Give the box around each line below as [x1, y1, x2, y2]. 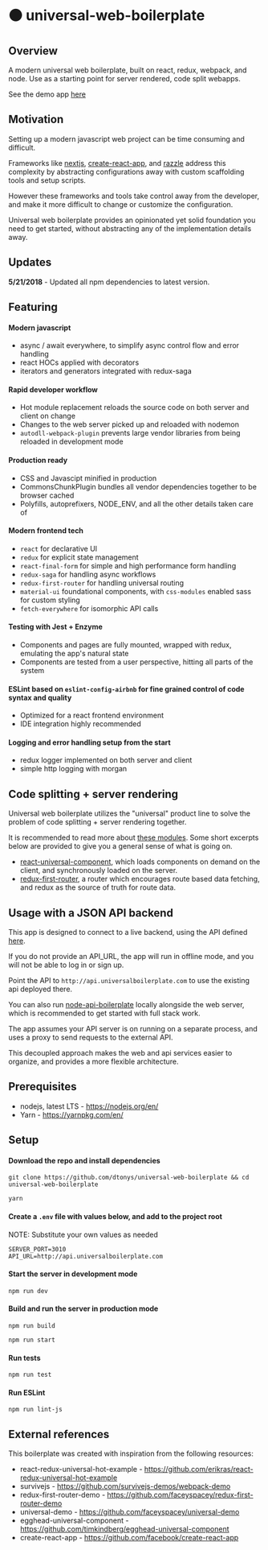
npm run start [8, 1336, 56, 1345]
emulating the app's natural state [19, 649, 129, 659]
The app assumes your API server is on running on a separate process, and [8, 1024, 258, 1034]
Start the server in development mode [8, 1269, 138, 1279]
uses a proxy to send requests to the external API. [8, 1032, 174, 1043]
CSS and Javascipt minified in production [19, 473, 157, 483]
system [19, 666, 45, 676]
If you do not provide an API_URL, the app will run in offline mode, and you [8, 952, 254, 961]
